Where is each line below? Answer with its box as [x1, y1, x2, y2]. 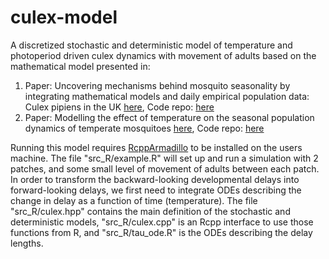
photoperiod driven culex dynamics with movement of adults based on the [10, 49, 317, 61]
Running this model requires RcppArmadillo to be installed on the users [10, 141, 303, 153]
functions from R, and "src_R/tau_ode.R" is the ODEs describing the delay [10, 226, 313, 238]
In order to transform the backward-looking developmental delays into [10, 173, 300, 185]
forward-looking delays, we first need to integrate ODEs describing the [10, 184, 302, 196]
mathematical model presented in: [10, 60, 151, 72]
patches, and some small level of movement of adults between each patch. [10, 162, 320, 175]
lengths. [10, 237, 44, 249]
